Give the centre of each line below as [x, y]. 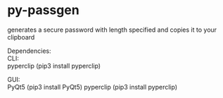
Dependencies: [29, 51]
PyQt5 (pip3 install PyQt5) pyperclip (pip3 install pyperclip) [93, 87]
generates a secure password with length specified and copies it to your [112, 30]
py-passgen [43, 10]
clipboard [21, 37]
